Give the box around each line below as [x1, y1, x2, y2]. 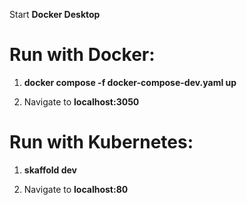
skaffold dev [23, 164, 77, 176]
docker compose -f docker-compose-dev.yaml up [23, 76, 237, 88]
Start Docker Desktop [9, 9, 101, 20]
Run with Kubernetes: [9, 131, 194, 154]
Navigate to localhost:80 [23, 183, 129, 195]
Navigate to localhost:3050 [23, 95, 140, 108]
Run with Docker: [9, 44, 156, 66]
